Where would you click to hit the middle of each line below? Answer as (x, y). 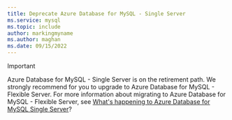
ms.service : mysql (34, 20)
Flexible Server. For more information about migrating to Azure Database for (116, 94)
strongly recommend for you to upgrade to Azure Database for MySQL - (111, 87)
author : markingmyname (40, 33)
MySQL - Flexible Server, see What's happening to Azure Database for (109, 102)
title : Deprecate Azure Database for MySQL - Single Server (97, 14)
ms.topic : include (34, 27)
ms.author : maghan (34, 40)
